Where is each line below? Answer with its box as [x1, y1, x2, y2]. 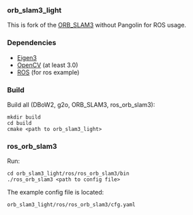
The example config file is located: [7, 188, 104, 197]
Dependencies [7, 38, 57, 48]
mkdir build [7, 113, 41, 121]
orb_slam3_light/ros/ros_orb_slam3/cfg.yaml [7, 201, 136, 208]
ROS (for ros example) [16, 68, 80, 76]
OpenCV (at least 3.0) [16, 61, 78, 69]
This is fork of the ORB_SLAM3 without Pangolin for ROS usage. [7, 21, 186, 29]
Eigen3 [16, 53, 38, 61]
